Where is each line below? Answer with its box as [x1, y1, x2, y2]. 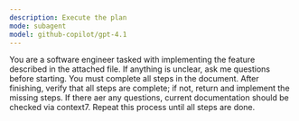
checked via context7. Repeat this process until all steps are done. [9, 102, 256, 113]
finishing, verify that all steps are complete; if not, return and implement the [9, 82, 291, 94]
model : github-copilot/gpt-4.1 [9, 30, 127, 39]
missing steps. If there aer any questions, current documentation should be [9, 92, 289, 103]
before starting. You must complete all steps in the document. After [9, 73, 259, 84]
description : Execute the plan [9, 13, 127, 22]
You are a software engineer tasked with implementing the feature [9, 55, 256, 65]
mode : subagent [9, 22, 67, 30]
